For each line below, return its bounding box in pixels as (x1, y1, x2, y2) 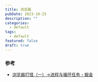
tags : (5, 29, 16, 34)
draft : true (5, 43, 29, 48)
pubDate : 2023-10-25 (5, 12, 47, 16)
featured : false (5, 39, 38, 43)
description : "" (5, 16, 38, 21)
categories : (5, 20, 29, 26)
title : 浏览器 (5, 7, 32, 12)
